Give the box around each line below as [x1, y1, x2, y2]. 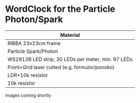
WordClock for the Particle [5, 3, 116, 15]
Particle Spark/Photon [7, 48, 58, 54]
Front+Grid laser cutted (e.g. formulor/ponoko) [7, 64, 115, 71]
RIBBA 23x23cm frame [7, 40, 61, 47]
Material [60, 31, 80, 38]
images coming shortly [5, 92, 51, 98]
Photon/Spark [5, 14, 63, 25]
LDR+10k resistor [7, 72, 48, 78]
